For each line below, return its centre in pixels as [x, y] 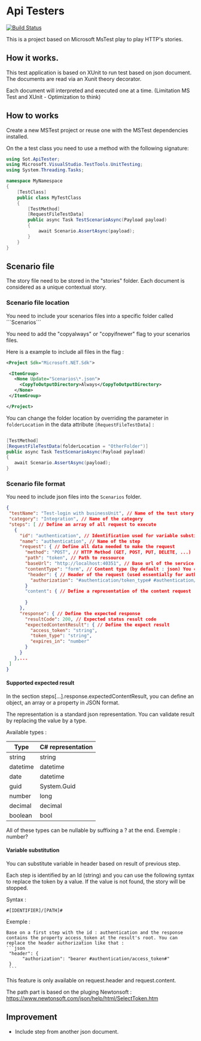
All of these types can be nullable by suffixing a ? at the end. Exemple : [93, 830]
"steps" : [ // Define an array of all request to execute [83, 524]
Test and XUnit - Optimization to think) [54, 96]
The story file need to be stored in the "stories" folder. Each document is [95, 281]
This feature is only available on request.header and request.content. [91, 980]
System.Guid [58, 786]
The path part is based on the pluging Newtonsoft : [69, 992]
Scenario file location [38, 302]
